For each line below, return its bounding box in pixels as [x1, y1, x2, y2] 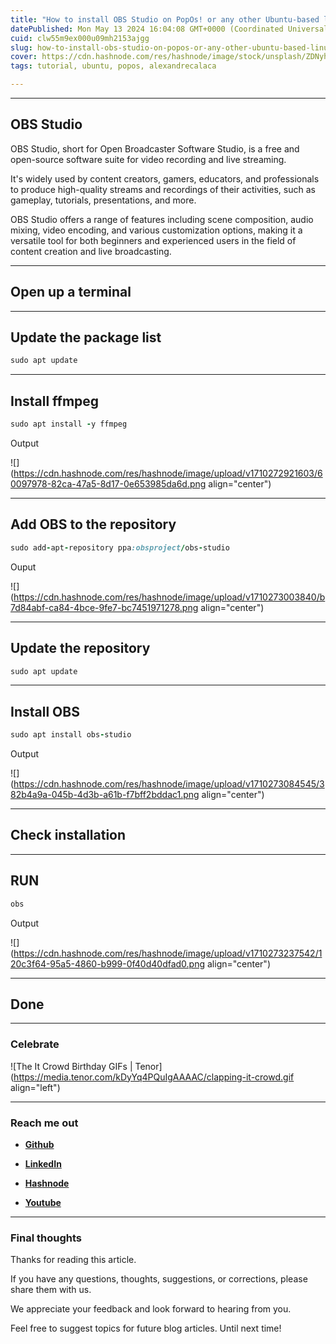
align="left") [10, 1081, 61, 1093]
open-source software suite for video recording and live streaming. [10, 153, 287, 165]
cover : [10, 52, 38, 62]
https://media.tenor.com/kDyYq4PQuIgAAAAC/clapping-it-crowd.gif [13, 1071, 295, 1083]
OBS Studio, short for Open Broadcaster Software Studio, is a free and [10, 142, 300, 155]
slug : [10, 42, 33, 53]
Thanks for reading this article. [10, 1254, 137, 1266]
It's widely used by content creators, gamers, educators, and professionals [10, 172, 320, 185]
